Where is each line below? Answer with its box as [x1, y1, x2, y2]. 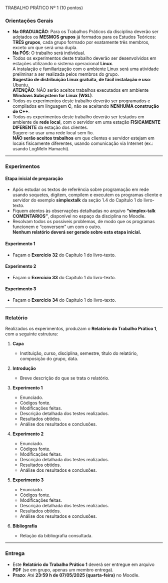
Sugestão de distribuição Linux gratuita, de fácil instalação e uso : [12, 77, 151, 83]
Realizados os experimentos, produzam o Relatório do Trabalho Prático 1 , [5, 326, 157, 332]
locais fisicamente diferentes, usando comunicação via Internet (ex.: [12, 140, 153, 146]
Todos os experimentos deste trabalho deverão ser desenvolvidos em [12, 55, 156, 61]
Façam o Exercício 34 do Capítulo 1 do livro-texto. [12, 297, 116, 303]
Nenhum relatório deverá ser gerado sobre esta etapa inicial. [12, 229, 141, 235]
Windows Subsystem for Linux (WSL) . [12, 93, 93, 99]
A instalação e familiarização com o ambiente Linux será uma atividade [12, 66, 159, 72]
